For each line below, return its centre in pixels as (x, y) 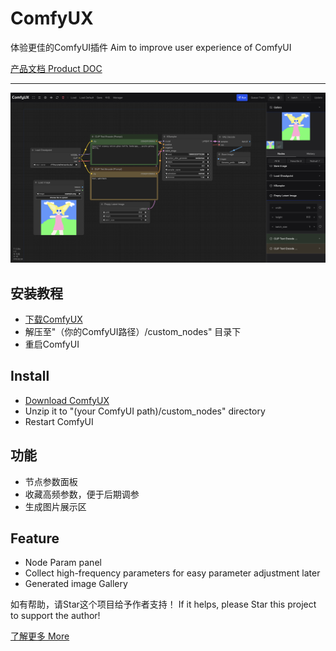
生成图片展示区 (55, 506)
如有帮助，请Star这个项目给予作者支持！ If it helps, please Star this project (163, 604)
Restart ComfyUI (59, 421)
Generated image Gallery (76, 584)
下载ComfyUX (53, 319)
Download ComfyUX (67, 400)
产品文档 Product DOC (56, 68)
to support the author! (55, 616)
